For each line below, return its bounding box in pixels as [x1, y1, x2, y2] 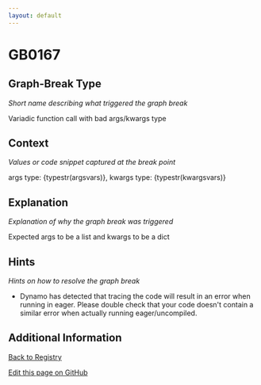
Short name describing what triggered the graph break [8, 98, 188, 108]
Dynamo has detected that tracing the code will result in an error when [19, 292, 251, 301]
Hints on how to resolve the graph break [8, 276, 140, 286]
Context [8, 136, 49, 151]
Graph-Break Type [8, 77, 102, 91]
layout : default [8, 11, 62, 20]
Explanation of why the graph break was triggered [8, 217, 174, 227]
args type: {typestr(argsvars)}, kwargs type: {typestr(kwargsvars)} [8, 173, 226, 182]
